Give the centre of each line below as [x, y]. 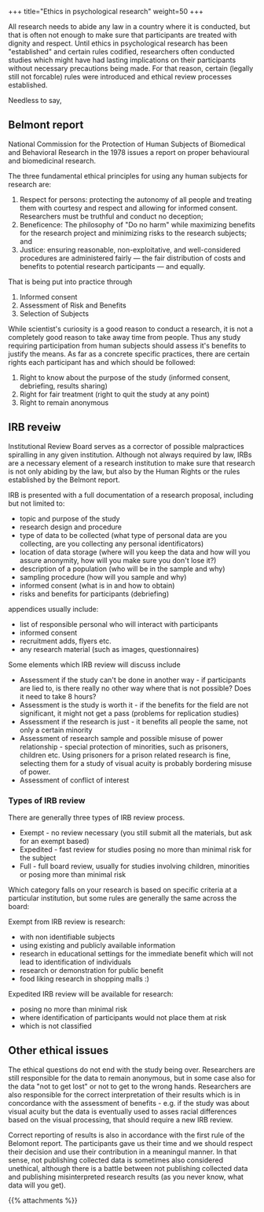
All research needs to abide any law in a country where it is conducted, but [129, 26]
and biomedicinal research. [52, 160]
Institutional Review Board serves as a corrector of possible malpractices [126, 446]
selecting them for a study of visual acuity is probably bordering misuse [136, 763]
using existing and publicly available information [97, 945]
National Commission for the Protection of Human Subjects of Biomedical [127, 144]
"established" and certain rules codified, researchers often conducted [121, 52]
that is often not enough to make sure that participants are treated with [123, 35]
